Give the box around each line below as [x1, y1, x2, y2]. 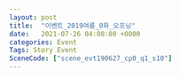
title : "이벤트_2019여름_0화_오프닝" [9, 21, 136, 30]
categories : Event [9, 37, 77, 47]
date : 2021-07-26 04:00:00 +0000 [9, 29, 141, 38]
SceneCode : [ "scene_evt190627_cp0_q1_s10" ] [9, 54, 173, 63]
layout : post [9, 12, 58, 22]
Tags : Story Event [9, 46, 77, 55]
